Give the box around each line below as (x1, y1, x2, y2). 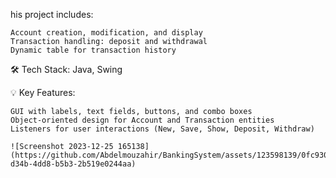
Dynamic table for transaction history (10, 45, 177, 55)
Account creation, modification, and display (10, 28, 203, 38)
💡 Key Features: (10, 87, 76, 98)
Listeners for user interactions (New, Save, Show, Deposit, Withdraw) (10, 124, 315, 134)
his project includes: (10, 9, 94, 20)
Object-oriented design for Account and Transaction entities (10, 115, 275, 125)
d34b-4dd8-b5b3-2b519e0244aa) (10, 159, 137, 169)
